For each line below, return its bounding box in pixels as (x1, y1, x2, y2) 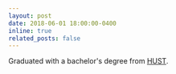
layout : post (8, 11, 52, 20)
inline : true (8, 27, 52, 35)
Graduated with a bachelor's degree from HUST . (8, 56, 169, 66)
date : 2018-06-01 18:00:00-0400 (8, 19, 117, 27)
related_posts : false (8, 34, 81, 43)
